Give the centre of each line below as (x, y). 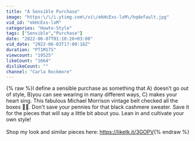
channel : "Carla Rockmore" (39, 72)
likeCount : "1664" (28, 61)
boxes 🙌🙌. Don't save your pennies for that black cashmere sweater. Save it (97, 107)
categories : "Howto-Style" (39, 28)
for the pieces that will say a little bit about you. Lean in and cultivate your (95, 113)
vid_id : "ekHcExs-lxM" (34, 22)
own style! (19, 120)
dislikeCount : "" (27, 66)
